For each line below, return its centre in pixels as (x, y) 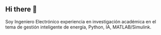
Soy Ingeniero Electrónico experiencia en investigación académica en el (81, 21)
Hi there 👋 (21, 9)
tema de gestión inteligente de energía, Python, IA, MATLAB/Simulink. (78, 27)
